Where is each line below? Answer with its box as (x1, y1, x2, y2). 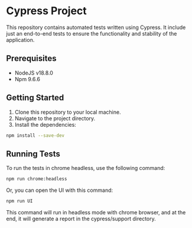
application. (6, 36, 35, 43)
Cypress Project (6, 4, 87, 18)
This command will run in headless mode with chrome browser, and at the (6, 209, 186, 216)
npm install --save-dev (6, 132, 65, 139)
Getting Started (6, 93, 64, 103)
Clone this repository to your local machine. (14, 108, 121, 115)
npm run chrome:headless (6, 176, 67, 182)
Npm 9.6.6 (14, 75, 40, 82)
